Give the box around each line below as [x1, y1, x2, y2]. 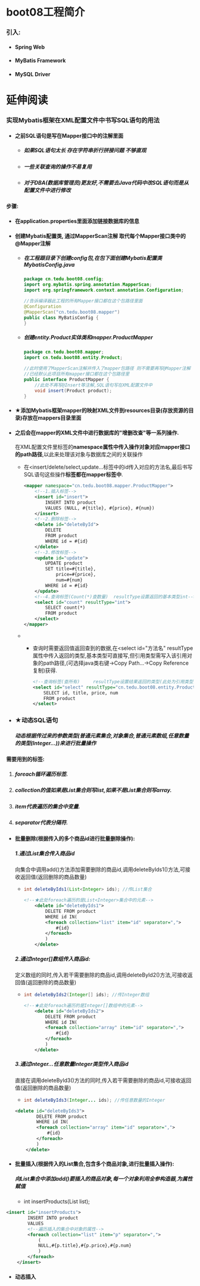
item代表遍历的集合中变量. [14, 802, 80, 810]
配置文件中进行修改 [23, 186, 71, 194]
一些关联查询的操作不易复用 [23, 163, 92, 170]
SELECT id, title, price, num [43, 690, 118, 696]
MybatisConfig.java [23, 261, 75, 268]
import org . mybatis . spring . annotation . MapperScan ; [23, 281, 152, 288]
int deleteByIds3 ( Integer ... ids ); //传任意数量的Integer [23, 1097, 165, 1103]
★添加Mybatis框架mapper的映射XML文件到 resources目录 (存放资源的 [14, 407, 189, 414]
